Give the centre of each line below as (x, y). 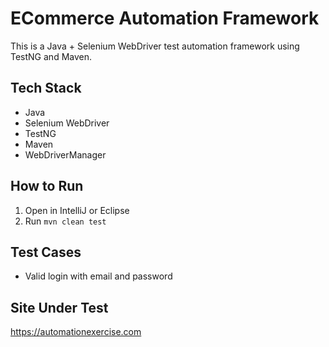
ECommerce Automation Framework (165, 18)
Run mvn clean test (65, 221)
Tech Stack (46, 88)
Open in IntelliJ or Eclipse (77, 210)
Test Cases (46, 252)
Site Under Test (59, 307)
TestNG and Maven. (51, 56)
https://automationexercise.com (76, 332)
